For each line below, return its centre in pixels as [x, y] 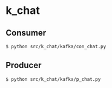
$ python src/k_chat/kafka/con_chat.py [56, 46]
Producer [24, 65]
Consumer [26, 33]
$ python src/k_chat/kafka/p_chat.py [53, 79]
